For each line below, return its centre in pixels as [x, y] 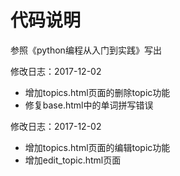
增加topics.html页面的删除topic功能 [97, 92]
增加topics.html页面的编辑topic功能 [97, 147]
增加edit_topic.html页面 [73, 160]
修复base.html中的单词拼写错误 [89, 105]
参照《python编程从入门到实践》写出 [86, 50]
